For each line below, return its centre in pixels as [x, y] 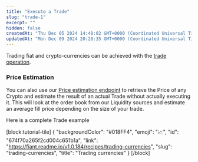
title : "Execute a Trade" [38, 11]
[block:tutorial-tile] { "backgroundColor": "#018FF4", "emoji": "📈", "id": [93, 132]
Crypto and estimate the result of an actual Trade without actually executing [98, 96]
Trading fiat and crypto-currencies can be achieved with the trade [86, 56]
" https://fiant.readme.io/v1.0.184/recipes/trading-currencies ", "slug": [89, 147]
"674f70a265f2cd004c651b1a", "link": [52, 140]
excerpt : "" [21, 22]
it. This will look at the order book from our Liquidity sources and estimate [96, 103]
